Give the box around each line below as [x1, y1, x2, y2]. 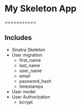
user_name [19, 68, 42, 73]
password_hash [19, 78, 51, 84]
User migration [11, 52, 42, 58]
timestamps [19, 83, 43, 89]
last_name [19, 62, 40, 68]
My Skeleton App [4, 3, 77, 14]
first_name [19, 57, 41, 63]
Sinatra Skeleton [11, 46, 45, 52]
